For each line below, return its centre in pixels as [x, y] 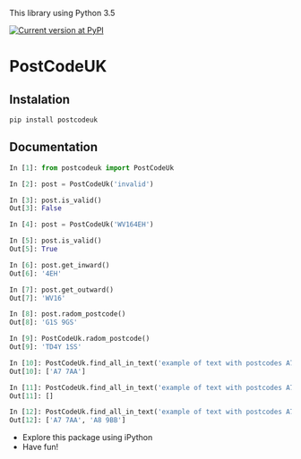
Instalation [39, 99]
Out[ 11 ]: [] [31, 396]
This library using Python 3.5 [62, 13]
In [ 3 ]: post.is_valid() [56, 200]
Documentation [54, 147]
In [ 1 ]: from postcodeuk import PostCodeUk [92, 168]
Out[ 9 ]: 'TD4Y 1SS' [46, 347]
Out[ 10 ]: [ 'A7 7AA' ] [48, 371]
